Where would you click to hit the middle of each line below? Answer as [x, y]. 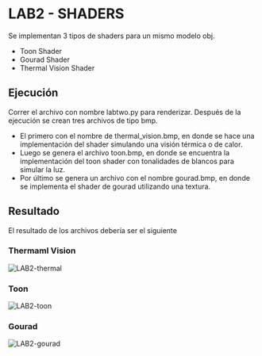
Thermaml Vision [42, 251]
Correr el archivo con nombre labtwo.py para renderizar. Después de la [125, 112]
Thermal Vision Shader [57, 67]
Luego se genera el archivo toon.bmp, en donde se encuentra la [125, 152]
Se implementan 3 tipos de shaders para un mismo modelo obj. [112, 36]
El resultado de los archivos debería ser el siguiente [92, 230]
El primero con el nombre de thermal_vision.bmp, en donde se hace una [137, 136]
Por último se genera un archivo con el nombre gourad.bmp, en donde [135, 178]
